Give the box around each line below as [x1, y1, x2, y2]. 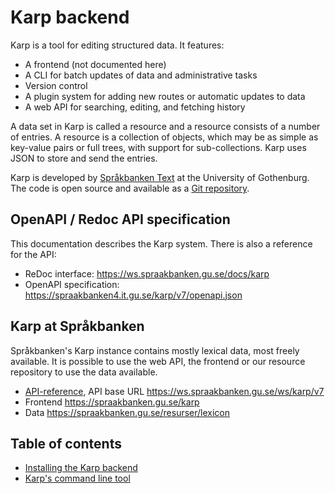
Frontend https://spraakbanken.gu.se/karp [24, 396, 200, 408]
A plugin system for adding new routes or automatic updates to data [24, 90, 306, 102]
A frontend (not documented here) [24, 58, 167, 70]
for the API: [10, 248, 57, 260]
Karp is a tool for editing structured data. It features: [10, 39, 225, 51]
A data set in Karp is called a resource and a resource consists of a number [10, 120, 321, 132]
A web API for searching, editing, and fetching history [24, 101, 246, 113]
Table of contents [10, 435, 122, 452]
